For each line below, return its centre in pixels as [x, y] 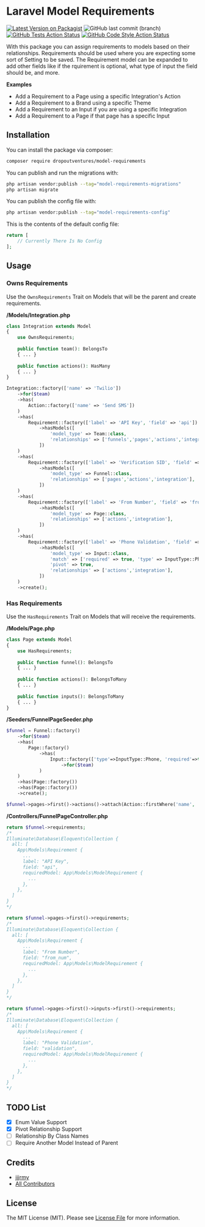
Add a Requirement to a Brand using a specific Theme [83, 103]
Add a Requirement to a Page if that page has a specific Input [92, 116]
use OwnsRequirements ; [46, 338]
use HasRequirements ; [45, 651]
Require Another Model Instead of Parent [67, 1143]
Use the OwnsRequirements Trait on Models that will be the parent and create [101, 296]
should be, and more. [33, 72]
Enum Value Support [41, 1122]
